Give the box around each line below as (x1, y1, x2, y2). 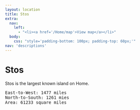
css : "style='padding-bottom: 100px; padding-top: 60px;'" (14, 39, 136, 44)
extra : (5, 16, 18, 21)
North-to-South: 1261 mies (5, 94, 70, 100)
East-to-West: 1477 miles (5, 90, 67, 95)
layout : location (5, 7, 40, 12)
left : (14, 25, 25, 30)
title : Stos (5, 12, 29, 17)
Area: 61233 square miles (5, 99, 67, 105)
